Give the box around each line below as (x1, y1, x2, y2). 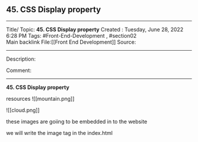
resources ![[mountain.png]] (6, 95, 75, 102)
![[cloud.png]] (6, 106, 40, 114)
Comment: (6, 67, 32, 74)
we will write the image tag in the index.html (6, 129, 113, 136)
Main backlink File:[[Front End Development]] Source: (6, 38, 137, 45)
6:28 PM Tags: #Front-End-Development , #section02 (6, 32, 137, 39)
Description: (6, 55, 36, 62)
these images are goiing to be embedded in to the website (6, 118, 147, 125)
